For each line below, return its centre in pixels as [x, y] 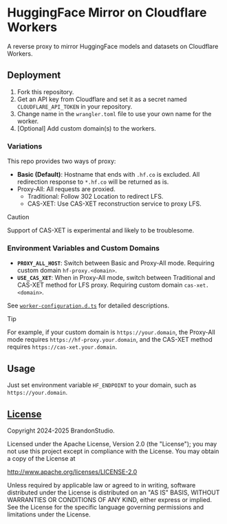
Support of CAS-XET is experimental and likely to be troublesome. [101, 230]
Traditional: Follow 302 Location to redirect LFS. [95, 197]
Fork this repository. [45, 91]
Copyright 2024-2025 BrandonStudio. [61, 430]
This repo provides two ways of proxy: [62, 161]
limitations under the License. [49, 514]
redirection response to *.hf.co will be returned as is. [93, 182]
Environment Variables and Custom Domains [84, 248]
